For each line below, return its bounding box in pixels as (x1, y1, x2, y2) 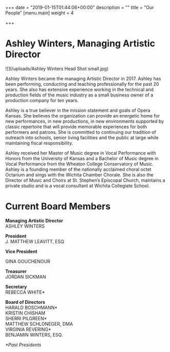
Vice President (5, 248, 37, 255)
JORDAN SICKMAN (5, 273, 46, 280)
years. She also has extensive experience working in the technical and (5, 86, 154, 92)
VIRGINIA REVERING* (5, 326, 51, 333)
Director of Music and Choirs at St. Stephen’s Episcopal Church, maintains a (5, 177, 165, 183)
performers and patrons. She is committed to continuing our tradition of (5, 129, 156, 135)
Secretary (5, 283, 27, 289)
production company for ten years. (5, 97, 79, 103)
